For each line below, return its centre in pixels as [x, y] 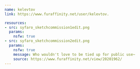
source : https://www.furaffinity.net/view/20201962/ [68, 59]
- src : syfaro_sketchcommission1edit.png [47, 27]
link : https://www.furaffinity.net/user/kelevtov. [57, 14]
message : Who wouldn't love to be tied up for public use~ [74, 54]
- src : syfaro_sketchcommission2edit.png [47, 41]
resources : [16, 23]
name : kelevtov [20, 9]
